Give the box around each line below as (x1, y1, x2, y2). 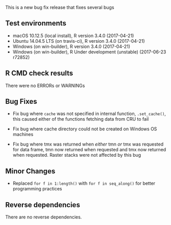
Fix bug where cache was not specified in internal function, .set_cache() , (12, 110, 166, 117)
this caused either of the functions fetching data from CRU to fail (12, 116, 149, 122)
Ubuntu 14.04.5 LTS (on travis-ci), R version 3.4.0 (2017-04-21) (12, 38, 145, 44)
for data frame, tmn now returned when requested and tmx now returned (12, 147, 166, 153)
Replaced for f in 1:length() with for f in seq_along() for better (12, 180, 156, 186)
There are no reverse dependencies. (5, 214, 82, 220)
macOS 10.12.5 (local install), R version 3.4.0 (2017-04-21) (12, 33, 134, 39)
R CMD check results (5, 69, 74, 78)
